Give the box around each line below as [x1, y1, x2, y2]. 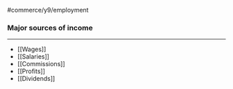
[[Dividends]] [17, 75, 55, 83]
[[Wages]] [17, 45, 46, 54]
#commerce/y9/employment [7, 6, 89, 14]
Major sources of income [7, 23, 94, 32]
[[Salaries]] [17, 52, 50, 61]
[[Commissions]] [17, 60, 65, 68]
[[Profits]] [17, 67, 46, 75]
